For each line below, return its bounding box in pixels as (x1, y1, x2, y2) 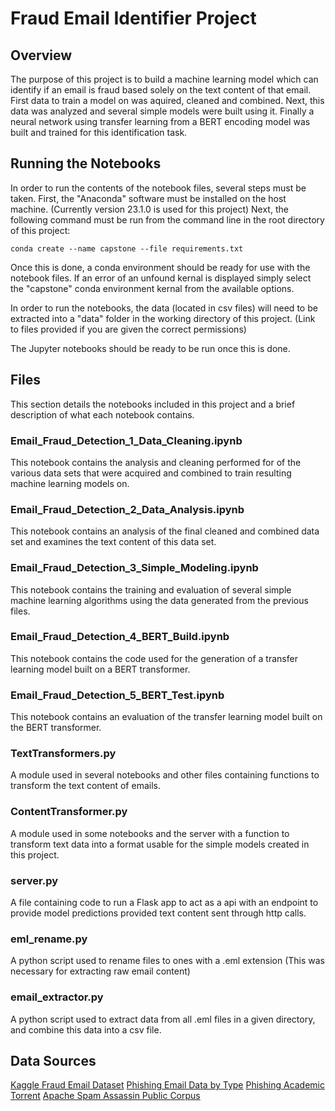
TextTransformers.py (10, 747, 117, 761)
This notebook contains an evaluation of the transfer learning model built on (10, 711, 323, 723)
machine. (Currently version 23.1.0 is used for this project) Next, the (10, 203, 289, 215)
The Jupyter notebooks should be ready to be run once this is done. (10, 342, 291, 354)
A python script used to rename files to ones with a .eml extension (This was (10, 955, 326, 967)
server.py (10, 873, 59, 887)
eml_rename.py (10, 932, 88, 946)
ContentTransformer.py (10, 805, 128, 819)
